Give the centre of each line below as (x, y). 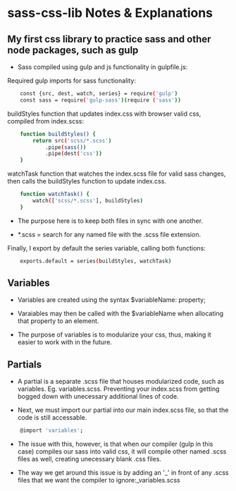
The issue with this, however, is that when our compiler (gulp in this (115, 444)
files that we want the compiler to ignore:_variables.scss (99, 480)
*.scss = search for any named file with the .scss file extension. (109, 234)
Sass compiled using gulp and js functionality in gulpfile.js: (103, 67)
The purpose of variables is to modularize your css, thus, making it (114, 335)
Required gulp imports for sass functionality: (72, 80)
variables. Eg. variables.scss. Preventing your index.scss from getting (118, 389)
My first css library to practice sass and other (109, 39)
